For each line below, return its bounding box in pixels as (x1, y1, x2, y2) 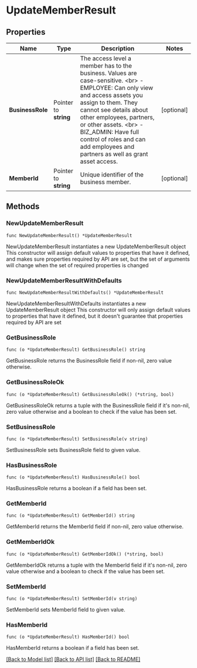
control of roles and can (80, 135, 146, 143)
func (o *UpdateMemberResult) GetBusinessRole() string (6, 347, 145, 353)
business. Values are (80, 69, 137, 77)
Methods (6, 201, 40, 212)
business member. (80, 178, 131, 186)
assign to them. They (80, 98, 138, 107)
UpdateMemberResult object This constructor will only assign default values (6, 306, 191, 313)
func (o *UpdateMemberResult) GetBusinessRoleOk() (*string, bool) (6, 391, 175, 397)
